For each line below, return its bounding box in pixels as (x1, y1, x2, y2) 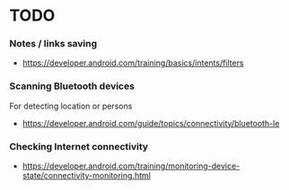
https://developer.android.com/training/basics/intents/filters (22, 57, 244, 68)
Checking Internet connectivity (9, 140, 149, 152)
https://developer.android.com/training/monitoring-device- (22, 160, 241, 171)
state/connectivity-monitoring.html (22, 170, 151, 181)
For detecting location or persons (9, 100, 133, 111)
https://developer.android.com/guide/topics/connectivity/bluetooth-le (22, 117, 280, 128)
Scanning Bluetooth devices (9, 80, 135, 92)
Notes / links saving (9, 38, 98, 50)
